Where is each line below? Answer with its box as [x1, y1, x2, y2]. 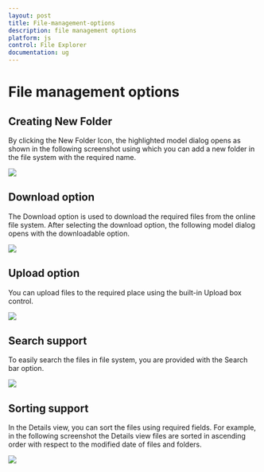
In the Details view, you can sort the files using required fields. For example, [8, 423, 257, 432]
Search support [8, 334, 87, 348]
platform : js [8, 33, 52, 42]
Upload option [8, 267, 80, 280]
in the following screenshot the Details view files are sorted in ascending [8, 431, 247, 441]
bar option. [8, 364, 45, 373]
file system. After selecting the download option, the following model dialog [8, 220, 256, 229]
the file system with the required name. [8, 153, 137, 162]
